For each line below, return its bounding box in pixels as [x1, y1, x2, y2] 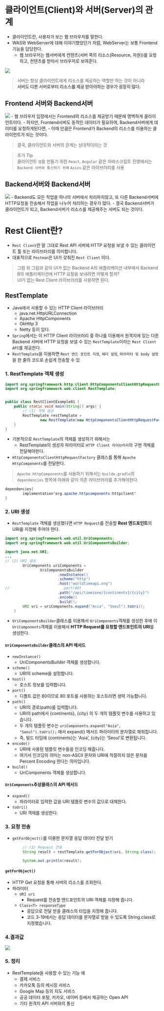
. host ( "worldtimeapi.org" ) [57, 581, 112, 586]
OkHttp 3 [19, 321, 38, 327]
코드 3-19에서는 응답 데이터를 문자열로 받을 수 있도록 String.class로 [26, 914, 156, 920]
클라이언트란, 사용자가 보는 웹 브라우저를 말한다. [12, 34, 104, 40]
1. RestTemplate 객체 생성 [5, 370, 64, 377]
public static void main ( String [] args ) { [14, 404, 102, 409]
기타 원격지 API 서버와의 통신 [19, 1000, 75, 1006]
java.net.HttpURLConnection [19, 310, 77, 316]
